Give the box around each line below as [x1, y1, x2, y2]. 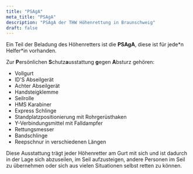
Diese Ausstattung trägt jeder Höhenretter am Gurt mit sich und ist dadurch [6, 150, 187, 157]
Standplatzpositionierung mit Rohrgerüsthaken [14, 114, 127, 121]
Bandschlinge [14, 132, 48, 139]
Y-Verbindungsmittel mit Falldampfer [14, 120, 104, 127]
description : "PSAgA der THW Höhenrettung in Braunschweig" [6, 19, 156, 25]
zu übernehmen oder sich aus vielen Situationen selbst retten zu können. [6, 162, 182, 169]
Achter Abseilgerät [14, 83, 60, 90]
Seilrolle [14, 95, 35, 102]
